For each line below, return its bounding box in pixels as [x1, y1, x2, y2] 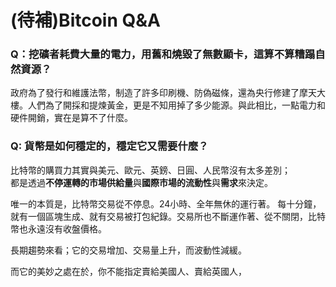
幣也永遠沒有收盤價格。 [10, 222, 107, 235]
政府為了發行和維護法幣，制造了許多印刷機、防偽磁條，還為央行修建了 [10, 87, 300, 99]
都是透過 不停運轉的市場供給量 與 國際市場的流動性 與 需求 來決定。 [10, 176, 273, 188]
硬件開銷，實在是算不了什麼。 [10, 112, 133, 124]
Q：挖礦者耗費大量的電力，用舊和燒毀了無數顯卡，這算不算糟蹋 [10, 47, 316, 61]
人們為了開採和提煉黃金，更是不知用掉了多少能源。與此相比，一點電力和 [27, 99, 326, 111]
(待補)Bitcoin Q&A [10, 9, 161, 32]
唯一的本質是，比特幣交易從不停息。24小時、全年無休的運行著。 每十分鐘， [10, 197, 322, 210]
